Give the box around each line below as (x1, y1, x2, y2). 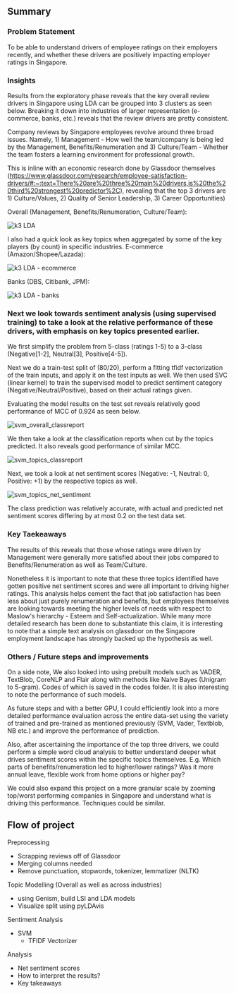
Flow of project (7, 819, 75, 832)
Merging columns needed (17, 859, 93, 868)
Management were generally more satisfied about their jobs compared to (7, 553, 220, 561)
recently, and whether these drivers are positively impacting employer (7, 50, 211, 59)
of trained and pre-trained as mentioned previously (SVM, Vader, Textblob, (7, 719, 224, 727)
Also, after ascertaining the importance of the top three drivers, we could (7, 740, 220, 748)
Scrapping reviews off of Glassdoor (17, 851, 121, 860)
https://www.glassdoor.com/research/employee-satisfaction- (9, 171, 188, 179)
